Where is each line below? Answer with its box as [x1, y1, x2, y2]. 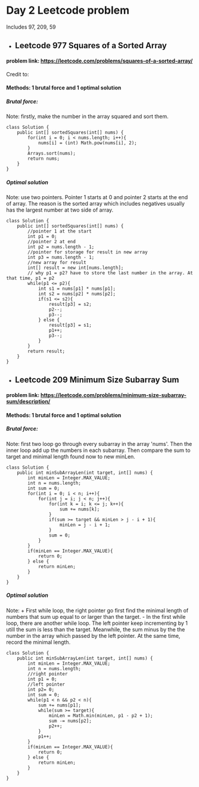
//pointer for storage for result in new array [27, 249, 148, 255]
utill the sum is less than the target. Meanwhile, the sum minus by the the [6, 625, 185, 633]
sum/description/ [6, 398, 51, 405]
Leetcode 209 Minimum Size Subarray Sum [14, 375, 179, 385]
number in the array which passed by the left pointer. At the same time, [6, 632, 181, 639]
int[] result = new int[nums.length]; [27, 265, 124, 271]
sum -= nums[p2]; [48, 718, 92, 724]
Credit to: [6, 70, 29, 78]
